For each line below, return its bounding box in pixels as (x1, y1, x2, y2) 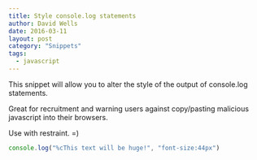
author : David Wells (8, 19, 79, 28)
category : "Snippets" (8, 42, 82, 50)
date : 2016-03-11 (8, 27, 68, 35)
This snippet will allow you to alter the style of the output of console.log (8, 79, 248, 89)
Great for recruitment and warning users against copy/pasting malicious (8, 103, 250, 114)
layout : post (8, 34, 53, 43)
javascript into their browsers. (8, 112, 108, 122)
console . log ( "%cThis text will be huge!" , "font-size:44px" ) (8, 144, 220, 152)
